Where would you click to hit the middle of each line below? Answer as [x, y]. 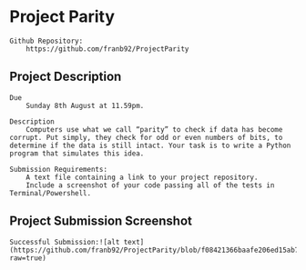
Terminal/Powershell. [51, 193]
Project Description [66, 77]
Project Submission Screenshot [101, 221]
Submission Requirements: [58, 169]
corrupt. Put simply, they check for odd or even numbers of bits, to [146, 137]
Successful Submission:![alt [65, 242]
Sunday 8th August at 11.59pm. [85, 105]
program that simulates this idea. [77, 153]
